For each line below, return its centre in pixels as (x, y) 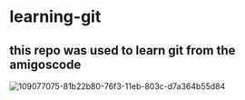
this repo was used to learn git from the (122, 50)
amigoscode (45, 64)
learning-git (55, 17)
